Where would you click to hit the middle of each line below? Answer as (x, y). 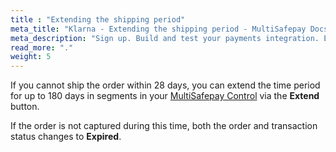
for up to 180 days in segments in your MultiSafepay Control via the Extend (165, 96)
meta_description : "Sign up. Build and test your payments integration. (165, 38)
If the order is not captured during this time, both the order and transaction (164, 126)
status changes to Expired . (66, 137)
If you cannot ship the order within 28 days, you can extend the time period (165, 85)
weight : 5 (31, 57)
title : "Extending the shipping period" (98, 19)
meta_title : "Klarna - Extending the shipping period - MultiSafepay (158, 29)
